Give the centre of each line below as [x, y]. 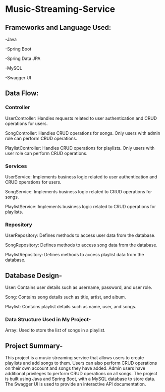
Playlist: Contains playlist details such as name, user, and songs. [71, 307]
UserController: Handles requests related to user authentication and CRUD [81, 118]
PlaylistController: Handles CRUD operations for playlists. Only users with [80, 148]
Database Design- [34, 275]
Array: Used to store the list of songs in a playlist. [55, 330]
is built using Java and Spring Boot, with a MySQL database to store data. [80, 379]
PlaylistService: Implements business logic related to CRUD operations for [81, 206]
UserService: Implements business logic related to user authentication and [81, 176]
